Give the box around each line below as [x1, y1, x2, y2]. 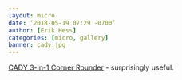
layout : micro [8, 11, 56, 20]
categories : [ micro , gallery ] [8, 33, 109, 42]
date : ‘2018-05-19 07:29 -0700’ [8, 19, 116, 27]
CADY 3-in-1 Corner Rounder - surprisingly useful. [8, 63, 174, 72]
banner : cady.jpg [8, 41, 66, 49]
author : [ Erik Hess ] [8, 26, 77, 34]
